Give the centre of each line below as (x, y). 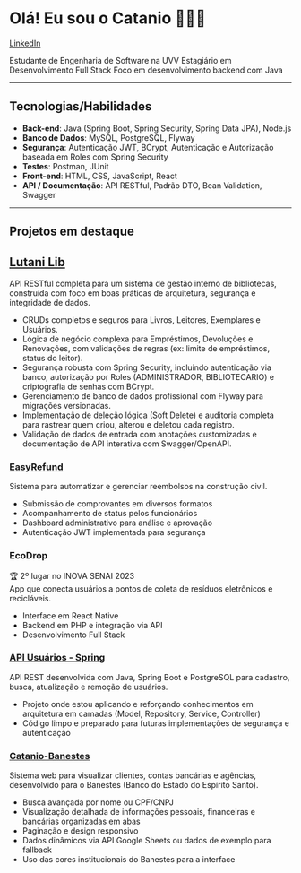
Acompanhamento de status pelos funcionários (110, 514)
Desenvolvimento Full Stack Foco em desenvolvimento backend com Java (146, 70)
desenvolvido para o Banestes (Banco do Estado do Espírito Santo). (134, 785)
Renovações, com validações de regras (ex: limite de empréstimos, (146, 348)
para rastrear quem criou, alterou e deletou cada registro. (128, 424)
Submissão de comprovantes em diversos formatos (117, 504)
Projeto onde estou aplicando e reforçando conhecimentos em (138, 704)
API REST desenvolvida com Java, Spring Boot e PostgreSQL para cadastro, (150, 677)
